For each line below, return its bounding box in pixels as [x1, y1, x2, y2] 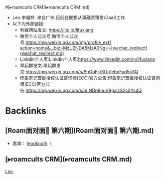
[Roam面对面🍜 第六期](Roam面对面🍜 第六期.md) [5, 126, 154, 135]
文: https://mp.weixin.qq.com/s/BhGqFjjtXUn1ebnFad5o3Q [19, 69, 139, 74]
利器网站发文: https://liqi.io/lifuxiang [19, 27, 94, 33]
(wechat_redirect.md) [19, 50, 64, 56]
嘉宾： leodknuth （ [12, 141, 52, 146]
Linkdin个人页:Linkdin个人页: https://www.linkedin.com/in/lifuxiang [19, 56, 156, 62]
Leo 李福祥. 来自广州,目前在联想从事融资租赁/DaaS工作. [12, 14, 127, 20]
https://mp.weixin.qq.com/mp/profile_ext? [25, 39, 112, 45]
